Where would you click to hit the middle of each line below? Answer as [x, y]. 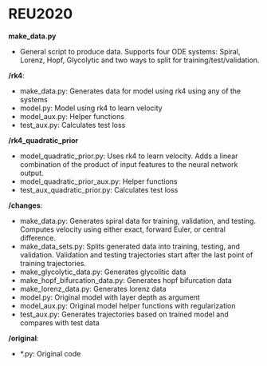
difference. [37, 237]
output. [31, 173]
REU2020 [41, 14]
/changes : [26, 205]
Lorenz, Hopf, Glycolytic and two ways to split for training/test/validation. [139, 60]
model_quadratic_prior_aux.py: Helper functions [98, 181]
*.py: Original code [50, 353]
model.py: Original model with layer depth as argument [110, 297]
